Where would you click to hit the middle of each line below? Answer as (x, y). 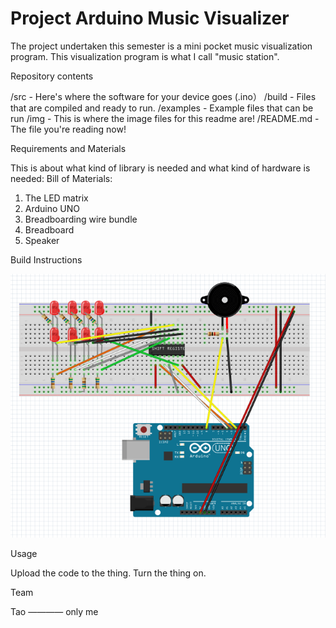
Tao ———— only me (54, 612)
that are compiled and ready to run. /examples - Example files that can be (162, 108)
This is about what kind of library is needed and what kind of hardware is (160, 168)
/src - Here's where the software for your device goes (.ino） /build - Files (163, 96)
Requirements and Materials (68, 148)
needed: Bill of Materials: (61, 178)
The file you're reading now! (68, 129)
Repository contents (52, 76)
